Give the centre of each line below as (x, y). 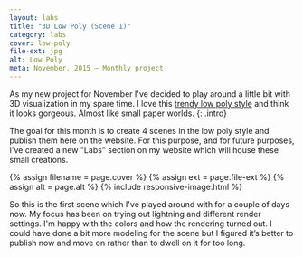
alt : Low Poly (36, 60)
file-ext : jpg (36, 52)
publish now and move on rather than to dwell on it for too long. (128, 243)
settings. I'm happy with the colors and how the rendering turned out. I (141, 224)
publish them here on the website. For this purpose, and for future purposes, (152, 140)
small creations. (39, 159)
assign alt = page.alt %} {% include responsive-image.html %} (126, 186)
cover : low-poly (40, 43)
